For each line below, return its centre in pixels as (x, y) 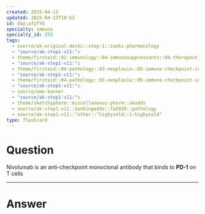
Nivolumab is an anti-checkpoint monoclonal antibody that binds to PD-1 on (101, 167)
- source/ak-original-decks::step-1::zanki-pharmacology (86, 46)
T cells (15, 174)
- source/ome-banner (38, 92)
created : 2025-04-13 (33, 12)
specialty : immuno (30, 29)
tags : (13, 40)
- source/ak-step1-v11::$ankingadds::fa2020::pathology (84, 109)
